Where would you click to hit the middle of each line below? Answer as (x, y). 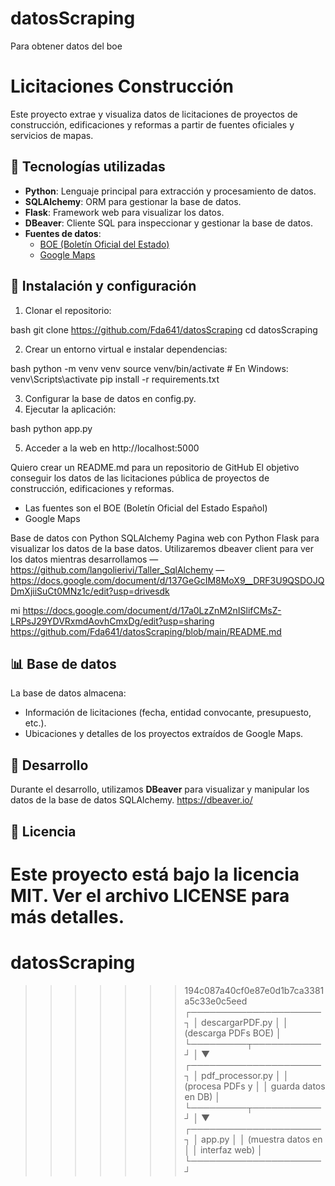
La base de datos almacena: (68, 693)
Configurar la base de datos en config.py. (110, 398)
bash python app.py (51, 428)
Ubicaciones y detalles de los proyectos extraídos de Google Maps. (164, 734)
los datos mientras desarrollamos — (84, 559)
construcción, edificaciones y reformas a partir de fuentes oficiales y (152, 124)
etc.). (35, 723)
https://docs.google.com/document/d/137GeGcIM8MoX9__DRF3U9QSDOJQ (167, 580)
